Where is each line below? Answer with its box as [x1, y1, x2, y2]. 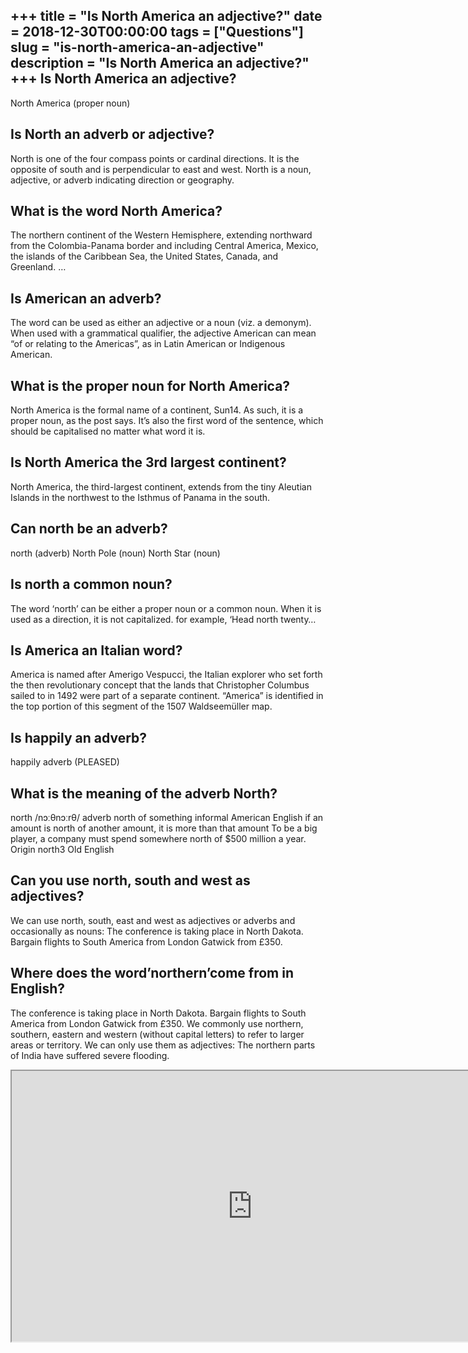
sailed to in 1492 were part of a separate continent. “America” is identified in [10, 690, 324, 702]
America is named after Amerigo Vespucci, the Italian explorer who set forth [10, 669, 323, 681]
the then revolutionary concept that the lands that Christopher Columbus [10, 679, 310, 691]
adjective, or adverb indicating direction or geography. [10, 174, 235, 186]
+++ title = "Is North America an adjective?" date [10, 8, 323, 25]
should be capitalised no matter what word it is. [10, 425, 206, 438]
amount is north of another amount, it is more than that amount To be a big [10, 822, 318, 834]
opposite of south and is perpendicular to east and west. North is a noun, [10, 163, 312, 175]
